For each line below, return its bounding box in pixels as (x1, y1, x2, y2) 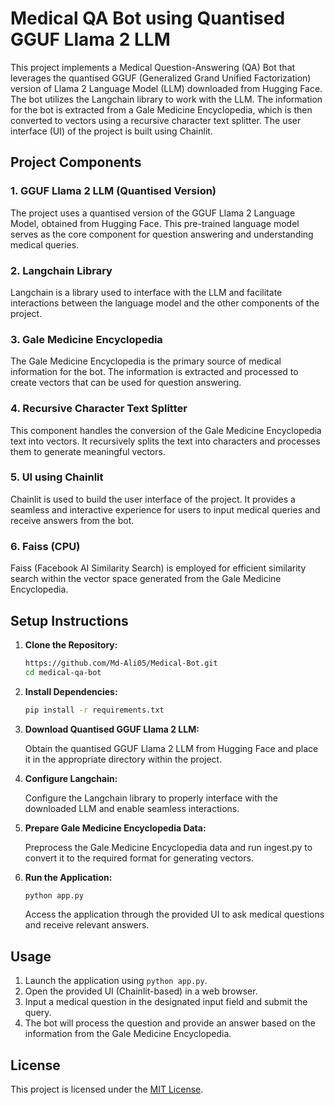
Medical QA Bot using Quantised (10, 7, 286, 30)
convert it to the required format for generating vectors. (24, 852, 254, 864)
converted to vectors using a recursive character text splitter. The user (10, 114, 302, 126)
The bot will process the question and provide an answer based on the (24, 1017, 316, 1029)
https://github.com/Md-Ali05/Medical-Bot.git (24, 658, 218, 668)
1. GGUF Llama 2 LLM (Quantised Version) (10, 184, 217, 198)
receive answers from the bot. (10, 514, 135, 526)
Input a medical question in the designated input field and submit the (24, 996, 308, 1008)
